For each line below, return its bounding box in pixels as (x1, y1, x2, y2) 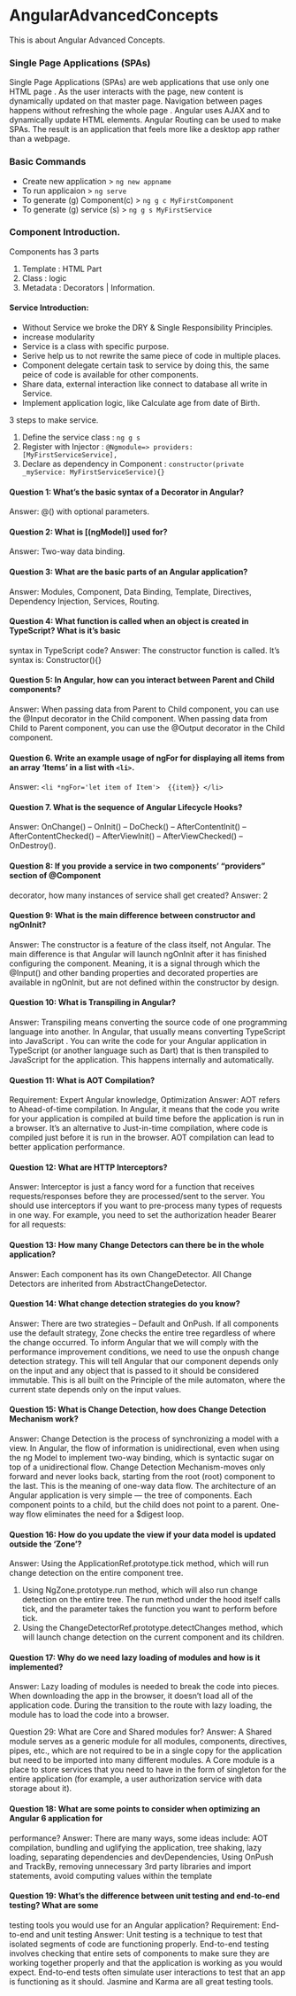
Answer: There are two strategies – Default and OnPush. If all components (9, 1318, 279, 1329)
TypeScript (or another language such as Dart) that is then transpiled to (9, 1045, 269, 1056)
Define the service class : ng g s (21, 432, 141, 443)
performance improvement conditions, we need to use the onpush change (9, 1346, 280, 1357)
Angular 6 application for (9, 1813, 103, 1824)
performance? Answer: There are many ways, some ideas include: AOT (9, 1832, 269, 1844)
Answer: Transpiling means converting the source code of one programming (9, 1017, 287, 1028)
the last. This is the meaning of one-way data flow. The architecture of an (9, 1481, 277, 1492)
